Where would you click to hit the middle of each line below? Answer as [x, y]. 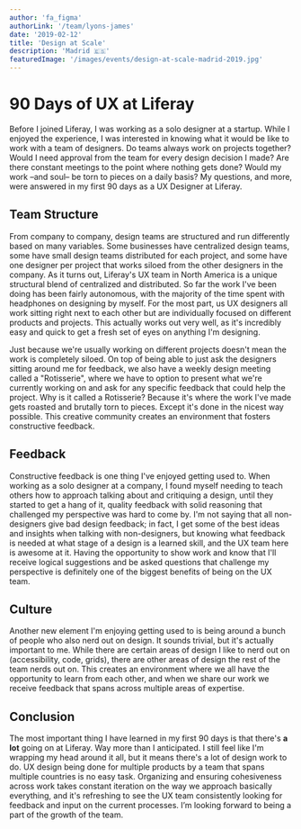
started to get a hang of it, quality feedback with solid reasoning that [136, 504]
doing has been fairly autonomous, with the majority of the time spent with [147, 293]
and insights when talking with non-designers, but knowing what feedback [147, 533]
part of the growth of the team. [66, 815]
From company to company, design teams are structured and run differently [150, 236]
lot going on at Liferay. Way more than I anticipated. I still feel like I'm [137, 748]
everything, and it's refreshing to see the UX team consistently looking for [146, 796]
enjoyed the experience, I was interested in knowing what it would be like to [149, 138]
